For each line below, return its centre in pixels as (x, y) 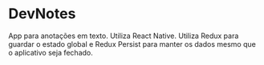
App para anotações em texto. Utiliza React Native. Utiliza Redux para (124, 36)
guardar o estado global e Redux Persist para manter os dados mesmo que (132, 44)
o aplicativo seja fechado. (51, 52)
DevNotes (42, 14)
